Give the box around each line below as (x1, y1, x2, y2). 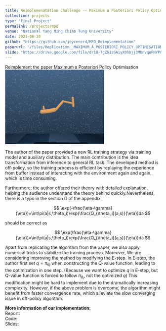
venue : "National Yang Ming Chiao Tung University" (5, 29, 114, 34)
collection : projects (5, 13, 50, 18)
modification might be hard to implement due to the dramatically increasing (5, 279, 158, 285)
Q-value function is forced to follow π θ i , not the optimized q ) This (5, 273, 137, 280)
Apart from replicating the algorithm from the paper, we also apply (5, 244, 140, 250)
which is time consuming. (5, 175, 57, 181)
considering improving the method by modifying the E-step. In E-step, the (5, 255, 156, 261)
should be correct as (5, 220, 47, 225)
